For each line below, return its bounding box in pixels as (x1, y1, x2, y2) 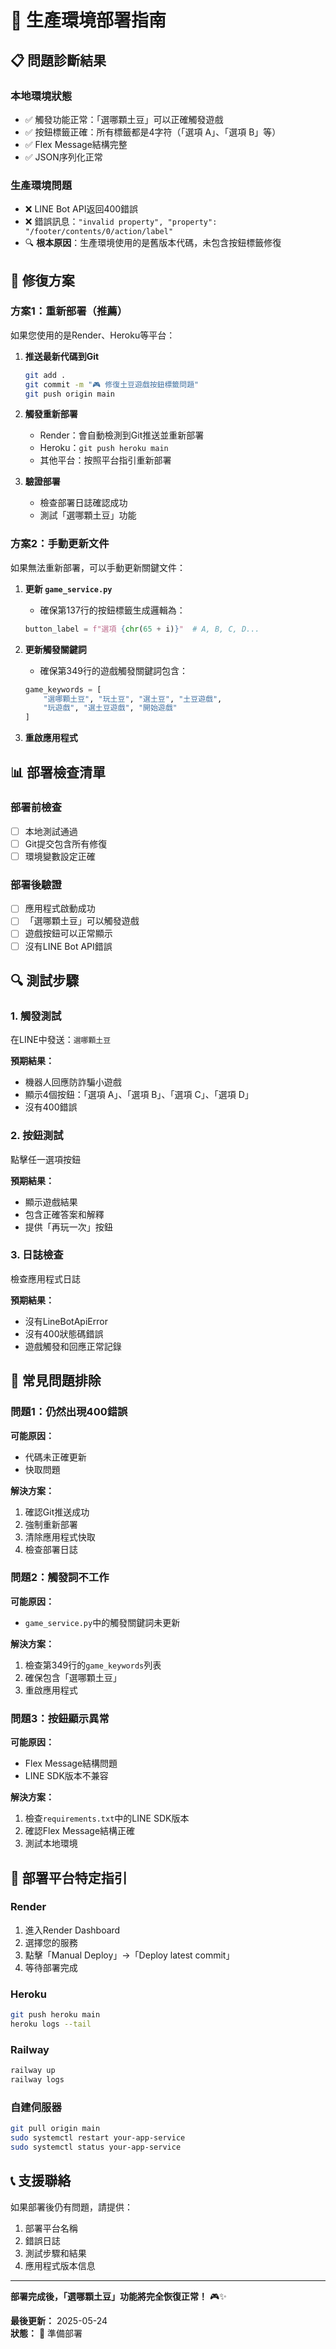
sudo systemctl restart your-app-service (10, 2133, 186, 2143)
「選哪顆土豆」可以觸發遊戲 (24, 915, 140, 927)
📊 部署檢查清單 (10, 764, 107, 781)
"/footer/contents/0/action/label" (24, 227, 174, 237)
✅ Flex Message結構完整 (24, 138, 128, 150)
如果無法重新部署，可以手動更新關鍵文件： (10, 561, 186, 573)
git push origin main (24, 389, 115, 399)
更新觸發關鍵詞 (24, 643, 87, 655)
